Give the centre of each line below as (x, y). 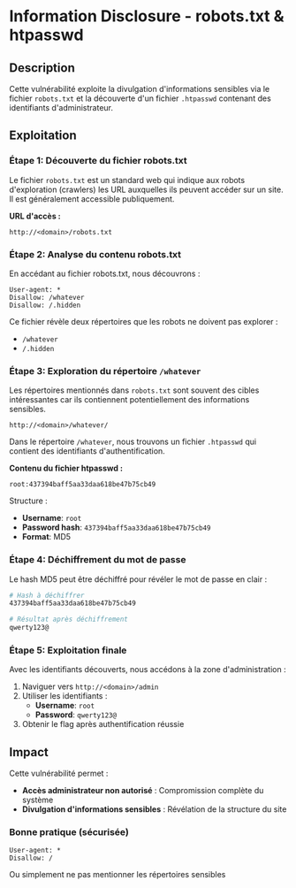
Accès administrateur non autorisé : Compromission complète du (143, 791)
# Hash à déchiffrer (47, 595)
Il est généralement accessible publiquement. (92, 199)
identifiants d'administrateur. (61, 107)
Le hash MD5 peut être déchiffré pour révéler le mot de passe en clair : (138, 579)
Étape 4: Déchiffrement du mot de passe (98, 560)
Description (42, 68)
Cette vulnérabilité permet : (59, 773)
